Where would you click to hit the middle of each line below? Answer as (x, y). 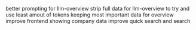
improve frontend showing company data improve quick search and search (98, 21)
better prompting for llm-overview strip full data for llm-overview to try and (98, 9)
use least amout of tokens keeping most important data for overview (90, 15)
